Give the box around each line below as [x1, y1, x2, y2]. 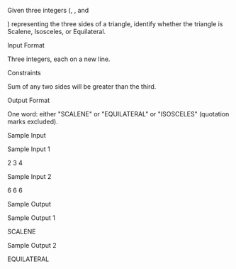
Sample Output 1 [7, 214, 55, 222]
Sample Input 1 [7, 145, 51, 153]
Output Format [7, 96, 50, 104]
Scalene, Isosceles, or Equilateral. [7, 28, 106, 35]
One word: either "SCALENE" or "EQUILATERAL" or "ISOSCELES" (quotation [7, 110, 230, 118]
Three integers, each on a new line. [7, 55, 111, 63]
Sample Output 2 [7, 241, 57, 249]
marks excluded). [7, 117, 58, 126]
